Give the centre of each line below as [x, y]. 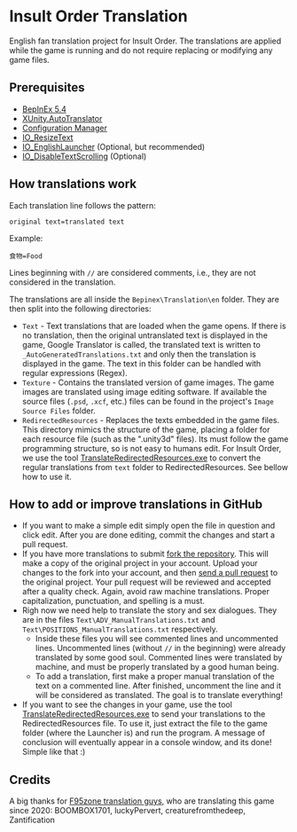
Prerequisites [47, 87]
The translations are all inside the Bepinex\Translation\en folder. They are [144, 299]
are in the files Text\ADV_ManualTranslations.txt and [118, 620]
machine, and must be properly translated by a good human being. [157, 667]
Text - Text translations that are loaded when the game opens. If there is [154, 326]
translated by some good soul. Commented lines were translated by [159, 657]
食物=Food [26, 256]
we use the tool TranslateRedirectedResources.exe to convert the [141, 458]
